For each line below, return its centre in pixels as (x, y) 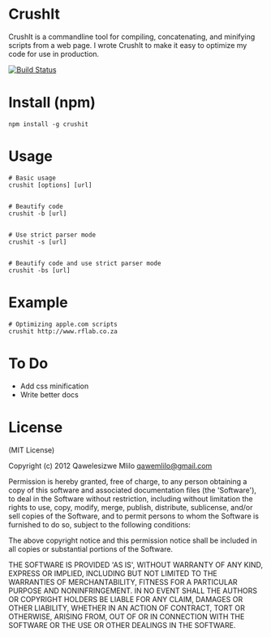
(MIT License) (32, 450)
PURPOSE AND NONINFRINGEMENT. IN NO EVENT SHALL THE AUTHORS (133, 591)
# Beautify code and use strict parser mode (85, 263)
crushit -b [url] (38, 213)
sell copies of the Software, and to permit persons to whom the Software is (134, 516)
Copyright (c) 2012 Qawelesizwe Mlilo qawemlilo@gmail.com (110, 466)
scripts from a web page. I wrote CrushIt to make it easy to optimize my (128, 45)
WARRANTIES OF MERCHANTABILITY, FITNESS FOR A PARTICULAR (123, 582)
